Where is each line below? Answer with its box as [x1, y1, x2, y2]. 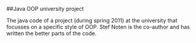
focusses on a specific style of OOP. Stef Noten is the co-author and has [6, 24, 190, 30]
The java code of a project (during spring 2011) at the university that [6, 17, 178, 24]
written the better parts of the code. [6, 30, 97, 37]
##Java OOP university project [6, 5, 84, 12]
